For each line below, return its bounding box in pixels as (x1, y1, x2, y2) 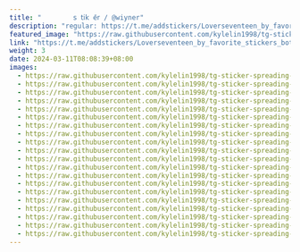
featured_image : (9, 29, 70, 38)
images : (9, 63, 38, 72)
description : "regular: (9, 21, 98, 30)
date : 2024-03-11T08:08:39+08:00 (9, 55, 134, 63)
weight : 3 (9, 46, 46, 55)
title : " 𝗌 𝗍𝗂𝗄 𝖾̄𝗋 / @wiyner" (9, 13, 145, 22)
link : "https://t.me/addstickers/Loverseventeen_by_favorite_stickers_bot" (9, 38, 297, 47)
